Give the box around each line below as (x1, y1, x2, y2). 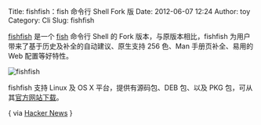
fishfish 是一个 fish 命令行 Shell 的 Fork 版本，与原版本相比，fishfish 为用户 (8, 32, 251, 41)
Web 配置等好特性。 (8, 52, 73, 60)
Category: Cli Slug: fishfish (8, 16, 95, 25)
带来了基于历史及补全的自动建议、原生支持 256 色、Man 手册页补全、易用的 (8, 41, 254, 51)
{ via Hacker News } (8, 109, 73, 117)
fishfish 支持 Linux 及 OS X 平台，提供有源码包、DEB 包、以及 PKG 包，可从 (8, 83, 253, 92)
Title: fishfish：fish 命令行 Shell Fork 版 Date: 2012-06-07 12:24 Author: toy (8, 7, 251, 16)
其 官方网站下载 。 (8, 93, 63, 102)
